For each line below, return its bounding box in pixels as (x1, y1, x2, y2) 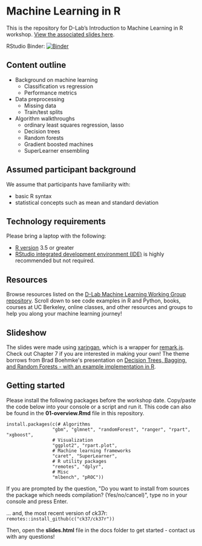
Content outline (6, 60, 67, 70)
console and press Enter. (6, 498, 68, 505)
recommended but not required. (15, 257, 95, 264)
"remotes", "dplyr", (52, 464, 104, 470)
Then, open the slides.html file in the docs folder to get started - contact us (6, 526, 195, 534)
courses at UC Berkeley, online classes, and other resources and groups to (6, 304, 193, 311)
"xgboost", (6, 431, 34, 438)
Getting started (6, 381, 65, 391)
